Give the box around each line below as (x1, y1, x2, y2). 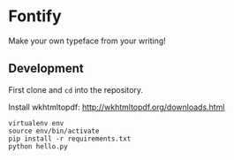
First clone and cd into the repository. (8, 84, 143, 95)
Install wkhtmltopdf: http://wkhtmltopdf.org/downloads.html (8, 102, 225, 112)
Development (8, 61, 85, 76)
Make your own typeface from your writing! (8, 35, 167, 46)
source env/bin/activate (8, 126, 100, 135)
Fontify (8, 6, 63, 27)
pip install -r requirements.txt (8, 134, 132, 143)
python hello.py (8, 141, 68, 151)
